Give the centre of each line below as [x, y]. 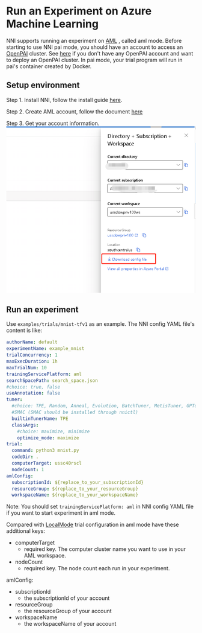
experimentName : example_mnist [45, 349]
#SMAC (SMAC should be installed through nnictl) [75, 412]
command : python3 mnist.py [45, 451]
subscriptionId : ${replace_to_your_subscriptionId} [78, 482]
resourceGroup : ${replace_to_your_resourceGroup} [75, 489]
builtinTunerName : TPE [40, 418]
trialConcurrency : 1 [32, 355]
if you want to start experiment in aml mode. [61, 513]
